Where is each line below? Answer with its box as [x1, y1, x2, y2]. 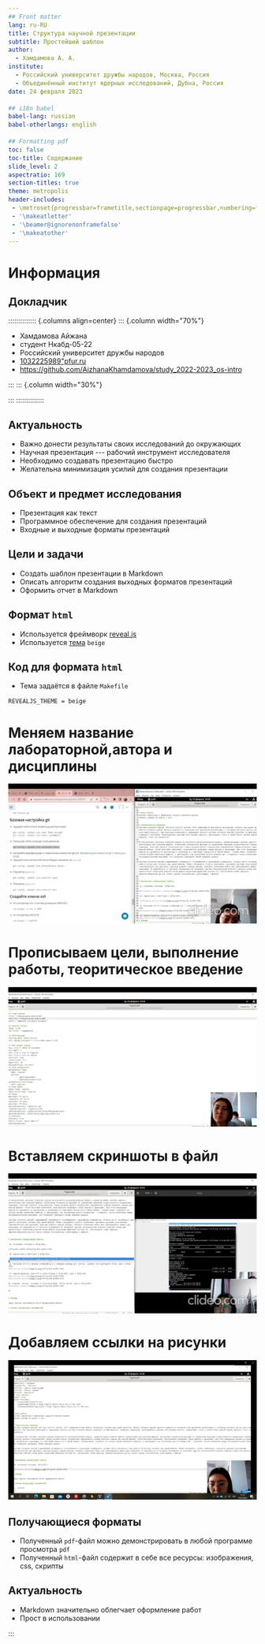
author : [8, 46, 34, 54]
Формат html [8, 608, 73, 622]
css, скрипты [19, 1561, 65, 1571]
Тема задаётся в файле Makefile [19, 681, 129, 691]
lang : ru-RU [8, 21, 47, 29]
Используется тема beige [19, 637, 106, 647]
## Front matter [8, 13, 62, 21]
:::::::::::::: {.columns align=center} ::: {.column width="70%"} [8, 316, 204, 326]
